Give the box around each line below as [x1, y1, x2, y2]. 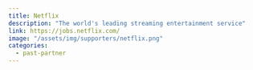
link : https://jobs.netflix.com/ [8, 27, 120, 35]
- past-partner [15, 49, 67, 57]
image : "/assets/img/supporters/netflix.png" [8, 34, 163, 43]
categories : [8, 42, 48, 50]
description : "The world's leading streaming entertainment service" [8, 19, 247, 27]
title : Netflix [8, 11, 59, 20]
